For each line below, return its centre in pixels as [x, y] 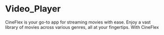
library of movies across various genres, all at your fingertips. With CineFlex [82, 27]
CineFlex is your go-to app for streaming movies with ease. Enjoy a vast [78, 22]
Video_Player [33, 9]
